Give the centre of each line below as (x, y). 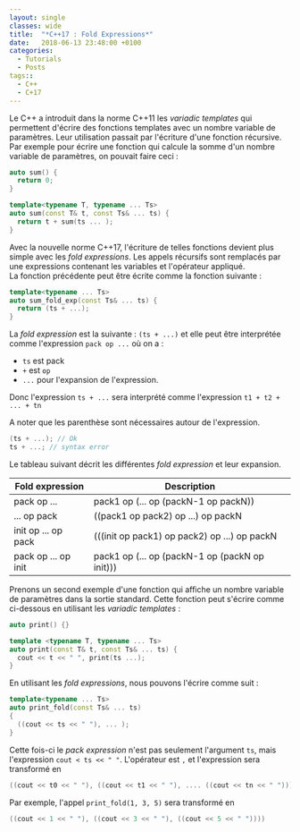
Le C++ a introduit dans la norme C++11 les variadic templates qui (131, 118)
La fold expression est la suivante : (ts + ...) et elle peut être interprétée (145, 334)
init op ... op (38, 531)
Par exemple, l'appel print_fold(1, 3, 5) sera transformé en (122, 802)
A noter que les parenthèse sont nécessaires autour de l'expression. (135, 422)
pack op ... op (42, 556)
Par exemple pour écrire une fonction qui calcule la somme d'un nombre (142, 146)
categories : (31, 51)
